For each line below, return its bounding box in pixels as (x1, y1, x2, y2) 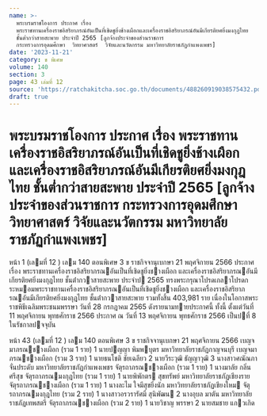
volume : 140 (9, 63, 48, 71)
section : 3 (9, 71, 45, 78)
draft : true (9, 93, 48, 101)
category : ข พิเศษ (9, 56, 63, 64)
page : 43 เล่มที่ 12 (9, 78, 63, 86)
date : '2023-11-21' (9, 48, 74, 56)
